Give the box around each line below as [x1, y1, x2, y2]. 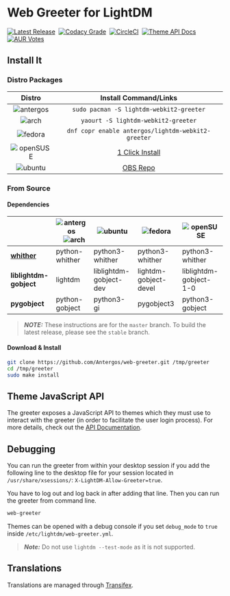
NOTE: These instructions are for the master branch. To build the [23, 320, 207, 329]
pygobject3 [137, 298, 175, 308]
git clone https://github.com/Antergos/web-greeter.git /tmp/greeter [7, 359, 210, 366]
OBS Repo [122, 163, 155, 172]
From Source [7, 183, 51, 193]
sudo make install [7, 372, 60, 379]
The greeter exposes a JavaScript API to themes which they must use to [7, 409, 211, 417]
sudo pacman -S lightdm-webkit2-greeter [72, 105, 206, 113]
